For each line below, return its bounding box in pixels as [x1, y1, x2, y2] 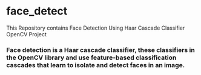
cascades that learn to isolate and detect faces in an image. [6, 60, 185, 69]
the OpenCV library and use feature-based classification [6, 53, 177, 62]
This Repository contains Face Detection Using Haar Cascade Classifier [6, 24, 185, 31]
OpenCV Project [6, 30, 47, 37]
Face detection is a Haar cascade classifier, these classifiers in [6, 45, 195, 54]
